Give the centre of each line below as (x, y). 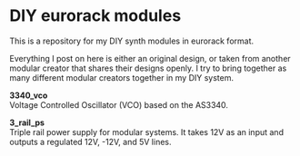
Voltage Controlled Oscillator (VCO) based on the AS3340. (119, 104)
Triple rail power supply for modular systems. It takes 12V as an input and (147, 132)
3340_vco (29, 95)
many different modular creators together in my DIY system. (122, 77)
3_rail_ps (27, 122)
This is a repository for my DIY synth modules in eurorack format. (132, 41)
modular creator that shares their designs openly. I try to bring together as (148, 68)
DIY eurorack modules (95, 16)
